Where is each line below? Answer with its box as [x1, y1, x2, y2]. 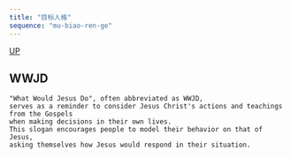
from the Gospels [9, 109, 73, 119]
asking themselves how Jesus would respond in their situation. [9, 140, 251, 150]
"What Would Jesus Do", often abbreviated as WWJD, [9, 94, 203, 103]
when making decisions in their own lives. [9, 117, 172, 126]
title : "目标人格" [9, 12, 73, 22]
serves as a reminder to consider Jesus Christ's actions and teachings [9, 102, 283, 111]
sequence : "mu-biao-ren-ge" [9, 21, 113, 30]
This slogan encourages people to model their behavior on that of [9, 125, 264, 134]
